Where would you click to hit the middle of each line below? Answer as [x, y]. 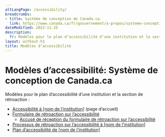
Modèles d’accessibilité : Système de [82, 70]
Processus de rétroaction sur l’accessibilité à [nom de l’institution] [79, 124]
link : [15, 23]
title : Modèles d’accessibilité [38, 46]
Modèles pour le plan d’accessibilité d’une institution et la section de [74, 94]
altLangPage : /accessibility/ [36, 10]
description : [18, 32]
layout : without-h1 [25, 42]
